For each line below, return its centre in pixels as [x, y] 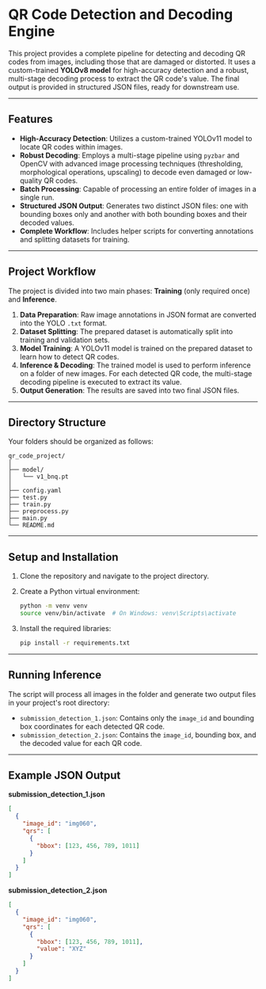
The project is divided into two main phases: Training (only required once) [129, 291]
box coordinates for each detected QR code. [92, 726]
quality [31, 181]
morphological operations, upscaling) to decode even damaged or [127, 172]
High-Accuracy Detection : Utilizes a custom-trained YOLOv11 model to [136, 138]
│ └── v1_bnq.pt [38, 477]
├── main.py [28, 519]
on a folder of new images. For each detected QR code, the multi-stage [136, 373]
